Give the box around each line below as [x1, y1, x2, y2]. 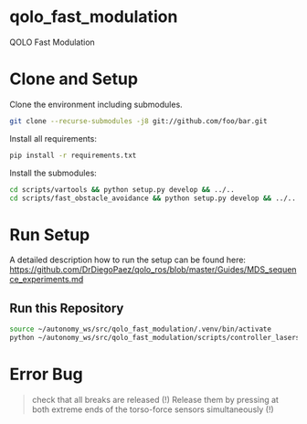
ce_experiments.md [9, 274, 84, 285]
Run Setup [9, 224, 90, 245]
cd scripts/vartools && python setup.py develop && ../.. [9, 185, 235, 194]
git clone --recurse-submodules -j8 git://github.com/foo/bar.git [9, 116, 268, 125]
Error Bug [9, 364, 84, 385]
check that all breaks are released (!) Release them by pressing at [31, 394, 279, 405]
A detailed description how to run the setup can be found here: [9, 254, 247, 266]
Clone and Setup [9, 69, 139, 90]
